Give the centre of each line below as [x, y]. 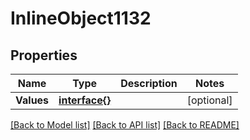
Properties [44, 55]
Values [32, 100]
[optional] [209, 100]
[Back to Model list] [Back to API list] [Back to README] [125, 125]
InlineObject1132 [81, 18]
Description [149, 83]
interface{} [85, 100]
